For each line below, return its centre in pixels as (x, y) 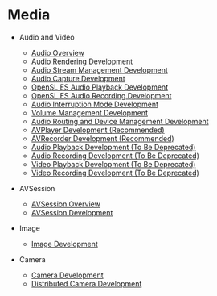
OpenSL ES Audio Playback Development (100, 87)
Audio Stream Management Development (99, 69)
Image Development (64, 244)
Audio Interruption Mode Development (94, 104)
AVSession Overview (66, 204)
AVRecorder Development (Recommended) (102, 138)
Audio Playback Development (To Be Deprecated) (113, 147)
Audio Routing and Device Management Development (120, 121)
